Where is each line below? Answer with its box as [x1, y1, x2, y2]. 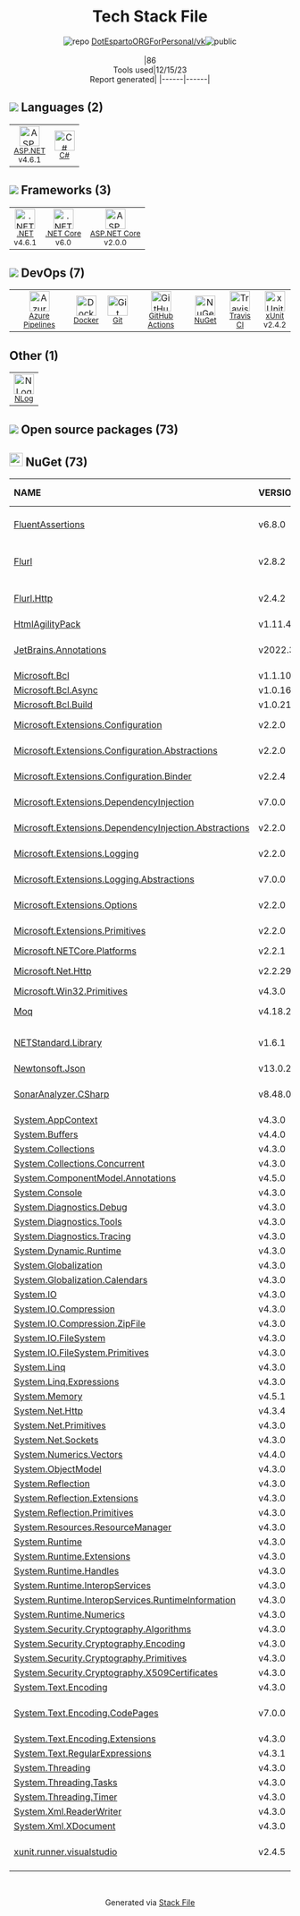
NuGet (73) [25, 454, 88, 469]
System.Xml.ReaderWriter [13, 1806, 122, 1818]
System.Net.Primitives [13, 1419, 107, 1432]
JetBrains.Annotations [13, 644, 107, 656]
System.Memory [13, 1390, 83, 1403]
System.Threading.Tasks [13, 1776, 118, 1789]
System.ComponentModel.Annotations [13, 1172, 177, 1185]
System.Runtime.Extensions [13, 1551, 131, 1563]
